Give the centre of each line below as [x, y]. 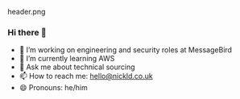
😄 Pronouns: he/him [53, 88]
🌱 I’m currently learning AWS [67, 59]
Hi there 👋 [27, 32]
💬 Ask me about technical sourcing [77, 67]
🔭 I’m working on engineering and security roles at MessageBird [126, 50]
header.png [27, 12]
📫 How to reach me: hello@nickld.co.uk [86, 76]
